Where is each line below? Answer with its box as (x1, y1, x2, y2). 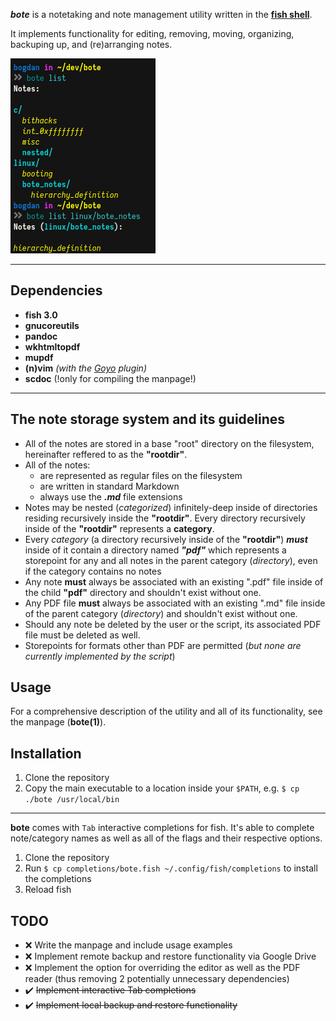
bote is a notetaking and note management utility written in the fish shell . (10, 9, 313, 20)
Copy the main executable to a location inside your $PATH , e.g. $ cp (24, 782, 300, 794)
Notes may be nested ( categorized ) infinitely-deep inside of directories (24, 501, 318, 513)
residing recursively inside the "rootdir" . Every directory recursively (24, 512, 306, 524)
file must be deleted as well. (24, 629, 141, 641)
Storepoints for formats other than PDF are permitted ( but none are (24, 639, 302, 651)
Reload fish (24, 884, 72, 896)
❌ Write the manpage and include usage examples (24, 939, 233, 951)
